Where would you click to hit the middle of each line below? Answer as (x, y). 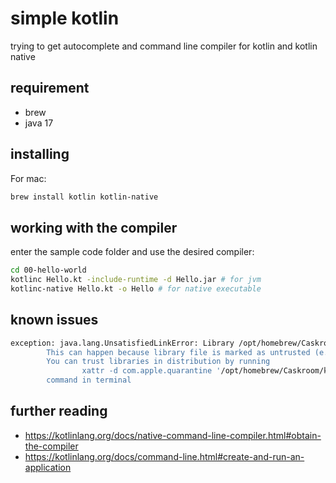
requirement (50, 88)
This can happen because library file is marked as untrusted (178, 352)
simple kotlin (65, 18)
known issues (54, 320)
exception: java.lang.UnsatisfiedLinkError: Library (122, 343)
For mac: (28, 178)
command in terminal (89, 380)
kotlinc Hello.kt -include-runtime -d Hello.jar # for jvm (136, 280)
